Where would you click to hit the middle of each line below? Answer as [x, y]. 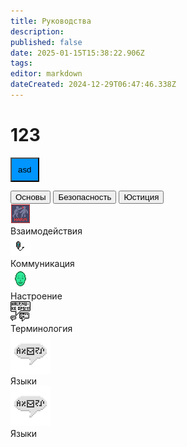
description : [37, 31]
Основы [31, 196]
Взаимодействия [46, 231]
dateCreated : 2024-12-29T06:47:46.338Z [93, 85]
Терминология [41, 328]
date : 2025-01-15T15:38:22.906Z [77, 53]
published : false [46, 42]
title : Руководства [51, 21]
